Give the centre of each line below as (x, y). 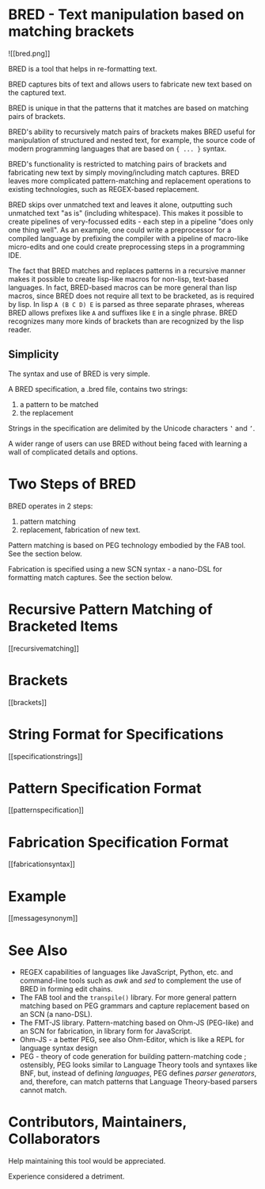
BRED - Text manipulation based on (126, 15)
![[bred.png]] (29, 53)
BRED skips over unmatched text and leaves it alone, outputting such (121, 205)
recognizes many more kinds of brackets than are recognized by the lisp (126, 321)
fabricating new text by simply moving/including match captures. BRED (124, 172)
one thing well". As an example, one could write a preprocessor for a (120, 230)
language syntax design (59, 1048)
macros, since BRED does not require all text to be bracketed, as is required (131, 296)
